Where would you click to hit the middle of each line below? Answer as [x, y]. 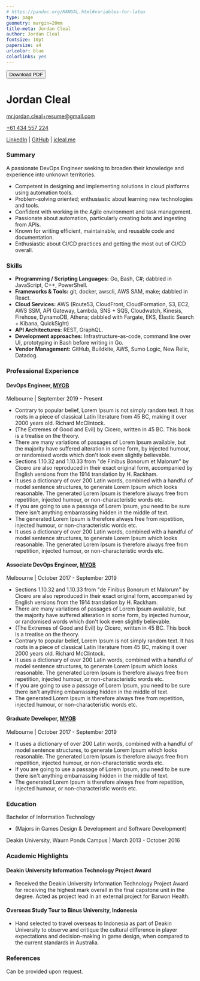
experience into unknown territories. [51, 174]
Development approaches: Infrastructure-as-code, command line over [103, 336]
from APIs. [28, 224]
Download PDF [26, 74]
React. [23, 298]
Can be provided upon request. [45, 971]
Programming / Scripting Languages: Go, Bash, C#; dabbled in [93, 279]
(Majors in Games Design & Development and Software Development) [101, 828]
